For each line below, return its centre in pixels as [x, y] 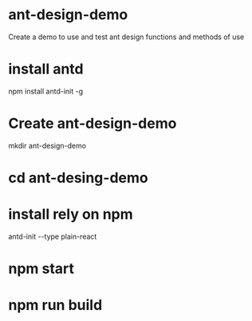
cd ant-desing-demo [79, 178]
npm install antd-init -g [46, 91]
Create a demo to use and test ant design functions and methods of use [126, 37]
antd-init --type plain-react [53, 236]
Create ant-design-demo [93, 123]
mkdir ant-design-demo [47, 145]
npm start [41, 269]
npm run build [55, 305]
